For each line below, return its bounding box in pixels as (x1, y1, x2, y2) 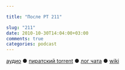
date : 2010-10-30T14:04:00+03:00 (6, 30, 89, 36)
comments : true (6, 36, 44, 42)
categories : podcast (6, 41, 57, 47)
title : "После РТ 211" (6, 14, 62, 20)
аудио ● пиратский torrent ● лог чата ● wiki (6, 58, 120, 65)
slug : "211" (6, 24, 36, 30)
